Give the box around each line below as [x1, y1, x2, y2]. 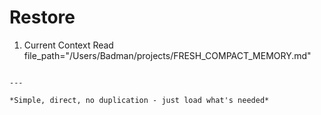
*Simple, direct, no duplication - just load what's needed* [9, 95, 270, 105]
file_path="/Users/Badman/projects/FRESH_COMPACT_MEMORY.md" [23, 49, 312, 61]
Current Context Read [23, 39, 114, 51]
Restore [9, 6, 76, 29]
